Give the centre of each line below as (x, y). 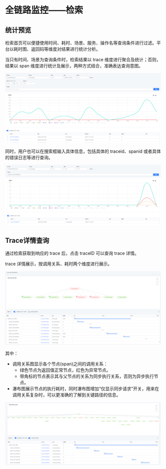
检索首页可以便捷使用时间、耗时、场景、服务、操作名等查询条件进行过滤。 (81, 43)
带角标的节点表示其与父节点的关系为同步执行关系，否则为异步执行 (87, 376)
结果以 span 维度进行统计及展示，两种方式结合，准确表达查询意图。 (74, 66)
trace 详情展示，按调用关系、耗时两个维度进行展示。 (59, 264)
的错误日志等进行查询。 (29, 157)
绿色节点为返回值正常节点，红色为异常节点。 (65, 370)
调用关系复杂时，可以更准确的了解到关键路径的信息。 (66, 395)
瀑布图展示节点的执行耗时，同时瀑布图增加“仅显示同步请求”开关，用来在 (86, 389)
